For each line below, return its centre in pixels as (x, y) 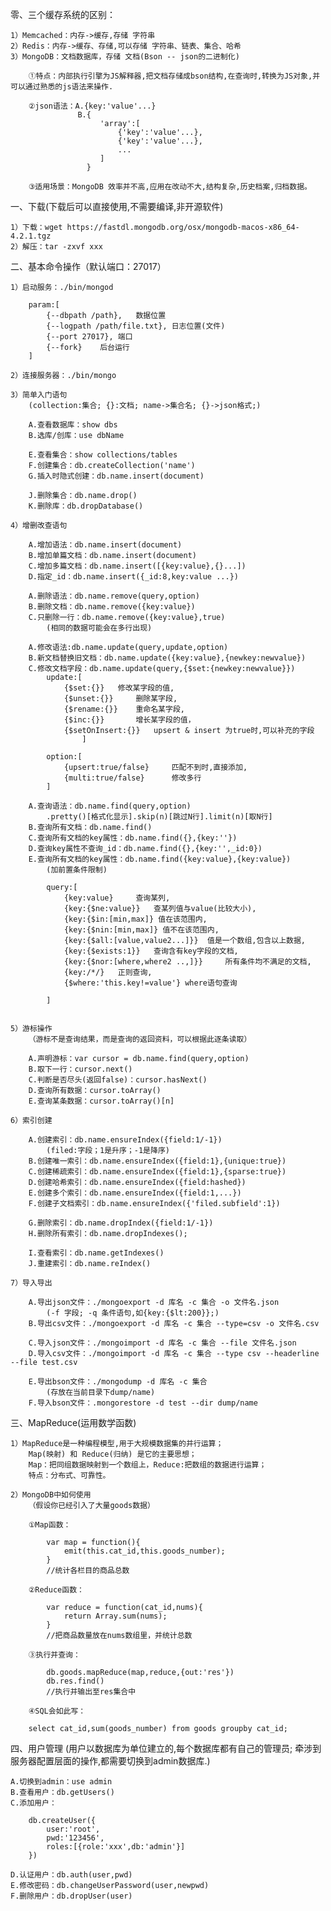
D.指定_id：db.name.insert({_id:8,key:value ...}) (133, 577)
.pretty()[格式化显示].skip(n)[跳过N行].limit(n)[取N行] (159, 817)
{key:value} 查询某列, (117, 898)
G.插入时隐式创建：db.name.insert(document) (116, 476)
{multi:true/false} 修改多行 (132, 778)
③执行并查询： (54, 1655)
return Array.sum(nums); (115, 1616)
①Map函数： (50, 1525)
